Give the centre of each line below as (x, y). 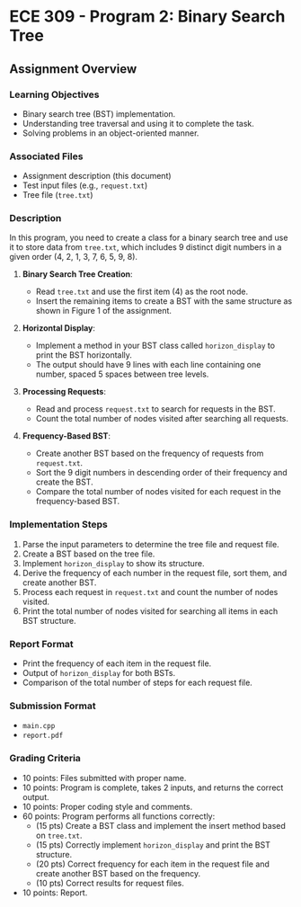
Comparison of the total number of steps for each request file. (137, 683)
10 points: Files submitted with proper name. (104, 778)
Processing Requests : (64, 392)
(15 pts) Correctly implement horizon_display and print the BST (153, 845)
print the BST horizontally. (84, 355)
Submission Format (53, 706)
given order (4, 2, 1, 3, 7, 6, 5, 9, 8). (73, 257)
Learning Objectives (55, 94)
